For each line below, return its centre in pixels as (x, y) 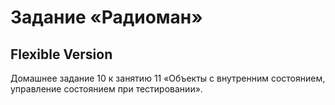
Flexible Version (61, 54)
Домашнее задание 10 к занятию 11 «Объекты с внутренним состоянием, (168, 78)
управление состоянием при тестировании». (106, 89)
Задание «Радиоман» (106, 17)
